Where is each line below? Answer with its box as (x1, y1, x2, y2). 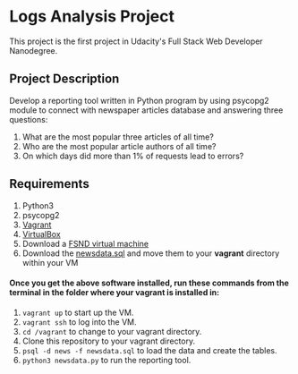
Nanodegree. (9, 45, 58, 55)
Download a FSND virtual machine (21, 238, 149, 249)
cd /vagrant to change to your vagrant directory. (21, 326, 202, 336)
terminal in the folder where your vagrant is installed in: (9, 287, 220, 298)
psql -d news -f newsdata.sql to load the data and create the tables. (21, 344, 277, 355)
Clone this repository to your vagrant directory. (21, 336, 196, 346)
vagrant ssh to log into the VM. (21, 316, 137, 327)
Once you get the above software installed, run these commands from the (9, 277, 289, 288)
